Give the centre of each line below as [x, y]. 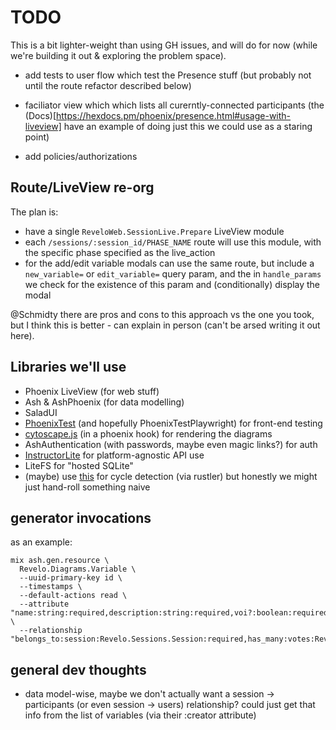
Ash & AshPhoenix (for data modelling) [104, 402]
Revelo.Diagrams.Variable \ [78, 569]
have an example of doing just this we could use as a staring [188, 126]
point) [37, 137]
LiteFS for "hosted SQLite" [79, 465]
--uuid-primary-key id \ [71, 578]
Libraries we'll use [68, 367]
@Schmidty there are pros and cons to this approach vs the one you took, [162, 314]
